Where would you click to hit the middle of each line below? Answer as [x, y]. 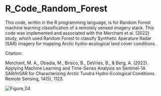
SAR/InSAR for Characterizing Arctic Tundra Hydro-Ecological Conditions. [80, 73]
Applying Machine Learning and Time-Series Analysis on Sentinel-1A [76, 68]
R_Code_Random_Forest [56, 9]
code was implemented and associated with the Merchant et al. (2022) [77, 33]
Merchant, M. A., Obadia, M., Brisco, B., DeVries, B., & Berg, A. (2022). [77, 63]
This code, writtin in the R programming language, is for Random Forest [78, 22]
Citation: [14, 53]
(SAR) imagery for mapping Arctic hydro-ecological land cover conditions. [81, 43]
